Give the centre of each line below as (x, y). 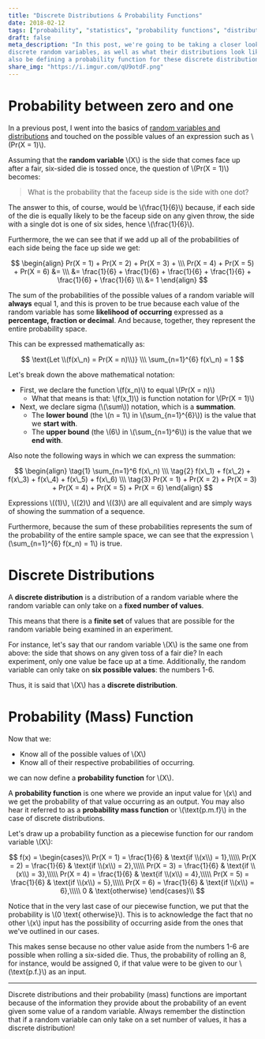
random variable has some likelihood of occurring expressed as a (116, 312)
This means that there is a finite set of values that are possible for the (121, 621)
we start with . (54, 423)
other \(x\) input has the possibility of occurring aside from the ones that (126, 923)
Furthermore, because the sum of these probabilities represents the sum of (130, 527)
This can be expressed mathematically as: (77, 343)
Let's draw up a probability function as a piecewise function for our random (131, 833)
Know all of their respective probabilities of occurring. (107, 762)
